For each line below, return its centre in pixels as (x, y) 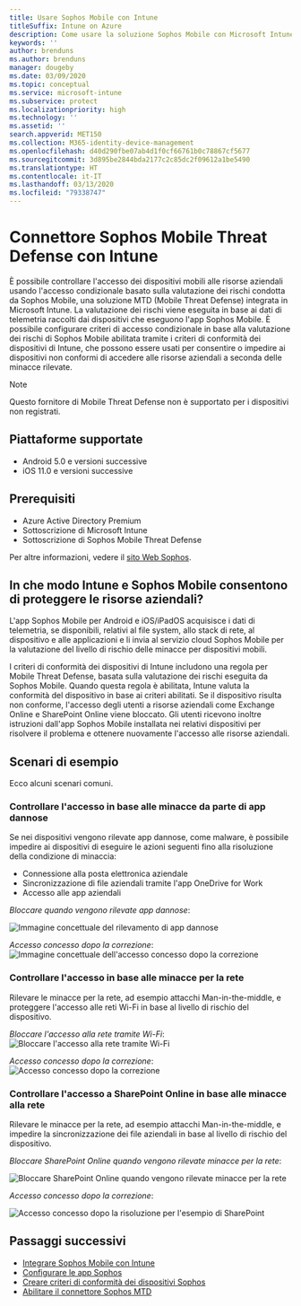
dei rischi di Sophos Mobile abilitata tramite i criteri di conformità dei (135, 338)
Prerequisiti (43, 499)
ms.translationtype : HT (54, 168)
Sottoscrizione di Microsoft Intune (85, 530)
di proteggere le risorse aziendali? (107, 599)
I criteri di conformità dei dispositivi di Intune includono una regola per (139, 667)
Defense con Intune (84, 256)
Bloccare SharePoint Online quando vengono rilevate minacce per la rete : (146, 1161)
